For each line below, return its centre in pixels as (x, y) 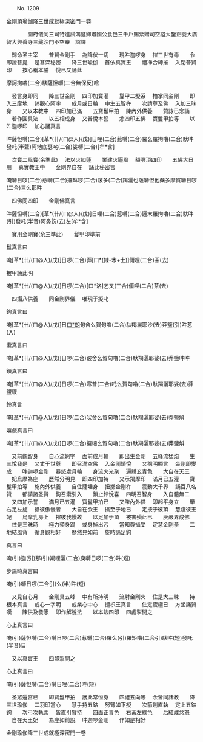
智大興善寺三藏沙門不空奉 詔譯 (46, 42)
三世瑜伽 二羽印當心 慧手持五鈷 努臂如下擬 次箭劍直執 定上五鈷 (101, 705)
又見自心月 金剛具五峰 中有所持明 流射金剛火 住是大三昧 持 (103, 597)
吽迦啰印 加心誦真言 (34, 126)
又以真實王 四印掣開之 (43, 658)
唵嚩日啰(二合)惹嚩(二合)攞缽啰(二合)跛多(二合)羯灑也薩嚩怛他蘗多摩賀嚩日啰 (101, 180)
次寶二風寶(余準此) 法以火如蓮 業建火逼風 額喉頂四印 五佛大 (100, 160)
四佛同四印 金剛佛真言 (43, 201)
